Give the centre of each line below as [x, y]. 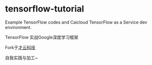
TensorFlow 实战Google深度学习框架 [42, 37]
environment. [18, 27]
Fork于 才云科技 [20, 47]
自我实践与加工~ [21, 58]
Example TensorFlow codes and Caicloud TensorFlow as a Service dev [76, 22]
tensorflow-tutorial [45, 9]
